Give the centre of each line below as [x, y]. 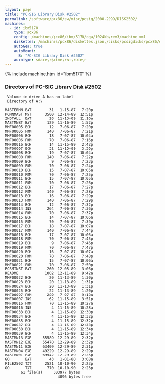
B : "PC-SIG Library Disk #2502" [51, 55]
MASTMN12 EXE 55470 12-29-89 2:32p [49, 342]
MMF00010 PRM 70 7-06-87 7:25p [49, 174]
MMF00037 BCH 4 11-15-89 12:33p [49, 325]
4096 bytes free [74, 377]
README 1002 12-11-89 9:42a [49, 273]
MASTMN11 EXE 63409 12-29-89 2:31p [49, 346]
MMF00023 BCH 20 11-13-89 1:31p [49, 282]
